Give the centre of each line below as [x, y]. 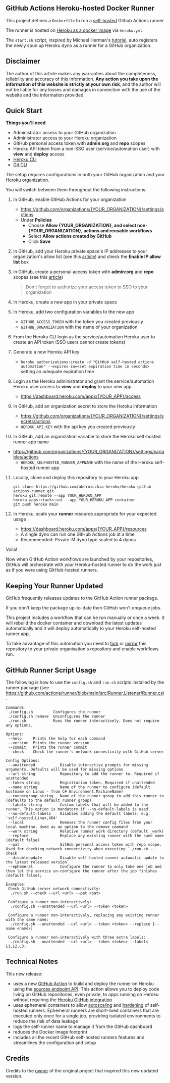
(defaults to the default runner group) [49, 801]
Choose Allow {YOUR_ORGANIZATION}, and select [82, 225]
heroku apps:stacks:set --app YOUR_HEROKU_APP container [74, 500]
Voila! [12, 549]
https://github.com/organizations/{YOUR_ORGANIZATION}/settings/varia [89, 452]
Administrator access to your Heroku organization [65, 138]
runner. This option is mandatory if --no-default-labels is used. [78, 809]
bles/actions [26, 457]
